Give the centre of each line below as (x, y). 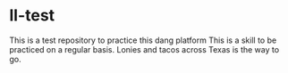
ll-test (32, 16)
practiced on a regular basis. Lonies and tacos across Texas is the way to (144, 49)
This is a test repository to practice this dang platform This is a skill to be (143, 40)
